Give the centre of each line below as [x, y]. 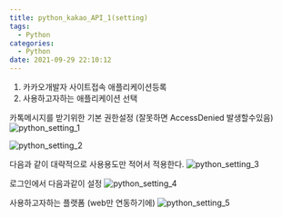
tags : [20, 26]
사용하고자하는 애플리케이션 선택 [80, 98]
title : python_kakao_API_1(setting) [79, 18]
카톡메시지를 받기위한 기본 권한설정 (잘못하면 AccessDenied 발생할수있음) [141, 118]
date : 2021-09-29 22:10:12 [60, 60]
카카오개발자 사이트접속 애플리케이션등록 [95, 87]
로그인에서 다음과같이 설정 [56, 183]
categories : [32, 43]
